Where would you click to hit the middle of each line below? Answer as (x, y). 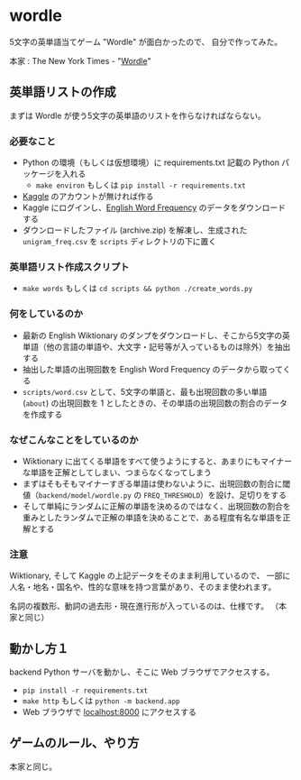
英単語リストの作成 (63, 92)
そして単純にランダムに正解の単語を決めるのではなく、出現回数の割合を (156, 506)
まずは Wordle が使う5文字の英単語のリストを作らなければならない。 (137, 115)
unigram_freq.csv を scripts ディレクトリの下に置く (119, 242)
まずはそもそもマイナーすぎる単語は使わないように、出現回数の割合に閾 (156, 483)
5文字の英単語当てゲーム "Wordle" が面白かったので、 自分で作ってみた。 (146, 41)
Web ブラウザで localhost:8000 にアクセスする (109, 712)
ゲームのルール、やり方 (74, 743)
